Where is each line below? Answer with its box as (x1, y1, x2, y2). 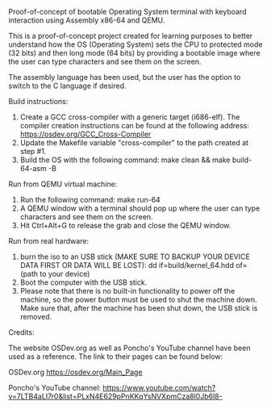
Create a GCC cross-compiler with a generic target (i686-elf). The (19, 112, 240, 122)
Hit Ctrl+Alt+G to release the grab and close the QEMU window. (19, 221, 231, 230)
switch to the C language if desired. (8, 81, 127, 90)
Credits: (8, 328, 35, 337)
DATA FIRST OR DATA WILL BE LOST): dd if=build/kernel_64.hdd (19, 261, 235, 269)
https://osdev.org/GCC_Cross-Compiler (19, 129, 152, 139)
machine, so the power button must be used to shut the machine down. (19, 294, 257, 304)
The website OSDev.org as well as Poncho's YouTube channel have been (8, 343, 251, 353)
